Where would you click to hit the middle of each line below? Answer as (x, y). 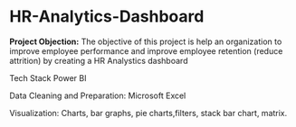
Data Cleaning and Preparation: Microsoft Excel (98, 95)
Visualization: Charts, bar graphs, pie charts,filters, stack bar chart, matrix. (148, 113)
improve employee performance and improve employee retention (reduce (146, 50)
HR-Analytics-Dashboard (107, 17)
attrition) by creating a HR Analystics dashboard (99, 60)
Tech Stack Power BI (48, 77)
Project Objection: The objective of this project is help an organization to (146, 41)
